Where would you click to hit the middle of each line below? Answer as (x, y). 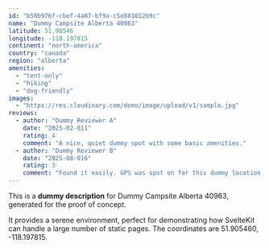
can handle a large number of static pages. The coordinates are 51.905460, (134, 229)
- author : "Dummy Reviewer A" (66, 121)
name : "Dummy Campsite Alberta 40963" (73, 23)
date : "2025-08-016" (57, 158)
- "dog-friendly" (45, 91)
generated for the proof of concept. (67, 205)
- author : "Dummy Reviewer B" (66, 151)
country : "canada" (39, 53)
